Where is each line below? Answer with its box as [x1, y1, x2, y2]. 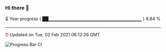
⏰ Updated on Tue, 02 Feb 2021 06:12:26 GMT [5, 32, 100, 38]
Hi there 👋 [5, 4, 30, 11]
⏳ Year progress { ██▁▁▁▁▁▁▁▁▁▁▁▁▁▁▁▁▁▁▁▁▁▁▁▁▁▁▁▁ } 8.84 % [5, 16, 161, 22]
